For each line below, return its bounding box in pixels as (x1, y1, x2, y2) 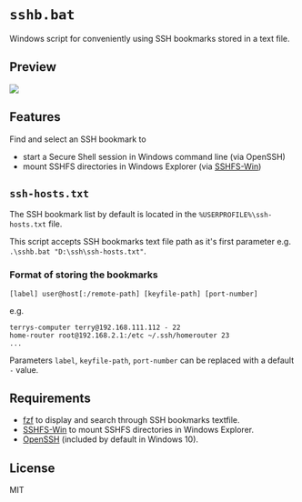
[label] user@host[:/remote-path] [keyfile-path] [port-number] (9, 289, 258, 298)
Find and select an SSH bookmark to (9, 134, 147, 145)
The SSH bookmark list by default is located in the (9, 209, 197, 220)
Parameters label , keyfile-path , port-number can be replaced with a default (9, 355, 294, 366)
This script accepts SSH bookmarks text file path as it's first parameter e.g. (9, 236, 291, 247)
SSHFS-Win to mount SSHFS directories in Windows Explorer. (22, 425, 255, 436)
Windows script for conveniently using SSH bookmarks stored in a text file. (9, 33, 290, 44)
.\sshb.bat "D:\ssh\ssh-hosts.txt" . (9, 246, 147, 256)
